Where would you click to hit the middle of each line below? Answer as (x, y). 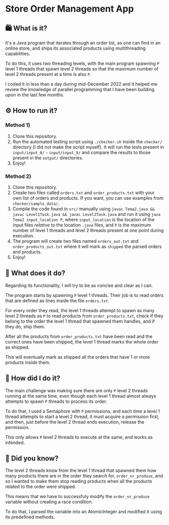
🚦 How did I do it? (33, 378)
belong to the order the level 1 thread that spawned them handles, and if (80, 321)
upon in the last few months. (35, 95)
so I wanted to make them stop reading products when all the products (79, 481)
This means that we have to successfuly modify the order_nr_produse (77, 497)
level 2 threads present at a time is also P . (48, 74)
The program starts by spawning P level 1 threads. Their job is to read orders (84, 295)
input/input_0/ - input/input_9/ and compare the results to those (81, 152)
